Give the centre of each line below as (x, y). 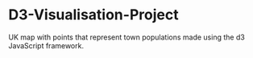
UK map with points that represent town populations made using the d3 (127, 37)
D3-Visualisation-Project (93, 15)
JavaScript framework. (46, 45)
